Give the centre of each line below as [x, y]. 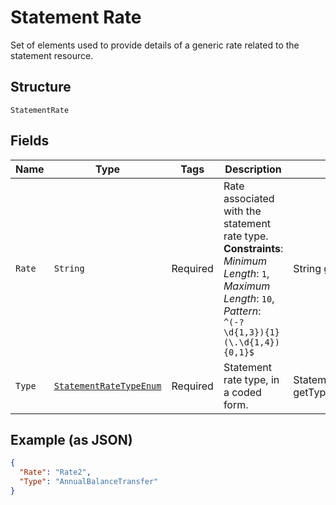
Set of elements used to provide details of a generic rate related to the [155, 45]
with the [242, 211]
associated [249, 198]
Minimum [245, 261]
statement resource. [52, 55]
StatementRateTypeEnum [107, 385]
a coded [242, 392]
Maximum [247, 286]
